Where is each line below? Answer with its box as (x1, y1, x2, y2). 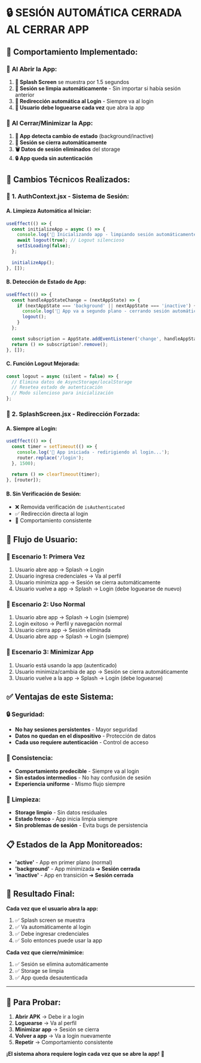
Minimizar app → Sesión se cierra (14, 1026, 100, 1033)
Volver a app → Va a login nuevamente (14, 1032, 111, 1040)
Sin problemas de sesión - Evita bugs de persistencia (14, 822, 148, 829)
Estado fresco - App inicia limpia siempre (14, 815, 118, 822)
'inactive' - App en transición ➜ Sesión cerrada (14, 871, 133, 879)
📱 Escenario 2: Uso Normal (6, 600, 86, 608)
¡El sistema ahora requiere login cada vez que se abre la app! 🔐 (6, 1050, 165, 1058)
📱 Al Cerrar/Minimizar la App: (6, 119, 93, 127)
